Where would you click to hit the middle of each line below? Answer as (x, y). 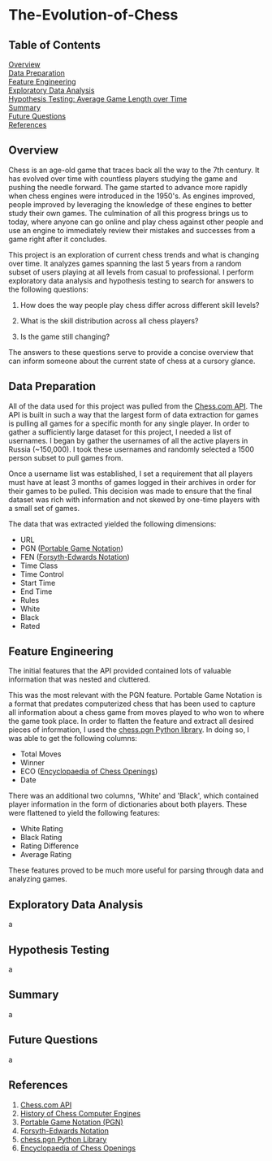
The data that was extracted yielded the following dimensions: (112, 524)
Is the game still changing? (65, 336)
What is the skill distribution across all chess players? (109, 321)
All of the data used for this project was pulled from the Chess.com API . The (136, 406)
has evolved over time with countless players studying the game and (123, 178)
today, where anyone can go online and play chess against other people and (136, 222)
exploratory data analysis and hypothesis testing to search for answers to (131, 280)
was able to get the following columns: (73, 739)
